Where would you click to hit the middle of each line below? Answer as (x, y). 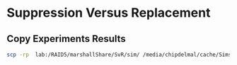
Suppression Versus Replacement (109, 13)
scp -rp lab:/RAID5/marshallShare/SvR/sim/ (73, 55)
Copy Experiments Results (67, 39)
